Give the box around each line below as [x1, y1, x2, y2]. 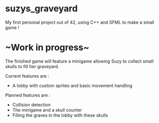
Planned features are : [5, 92, 51, 98]
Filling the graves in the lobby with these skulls [12, 112, 108, 118]
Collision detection [12, 102, 51, 108]
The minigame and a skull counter [12, 107, 82, 113]
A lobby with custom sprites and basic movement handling [12, 82, 133, 88]
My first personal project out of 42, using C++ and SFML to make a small [5, 19, 155, 25]
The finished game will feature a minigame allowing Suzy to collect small [5, 58, 154, 64]
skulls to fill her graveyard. [5, 63, 60, 69]
